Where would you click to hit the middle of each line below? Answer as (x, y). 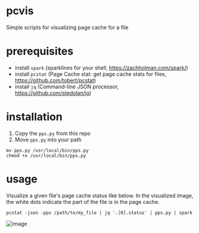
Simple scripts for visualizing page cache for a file (67, 27)
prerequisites (40, 51)
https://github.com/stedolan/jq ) (53, 92)
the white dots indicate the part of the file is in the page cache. (83, 202)
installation (34, 117)
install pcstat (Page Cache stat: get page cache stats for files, (90, 74)
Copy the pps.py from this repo (53, 133)
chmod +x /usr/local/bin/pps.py (46, 155)
